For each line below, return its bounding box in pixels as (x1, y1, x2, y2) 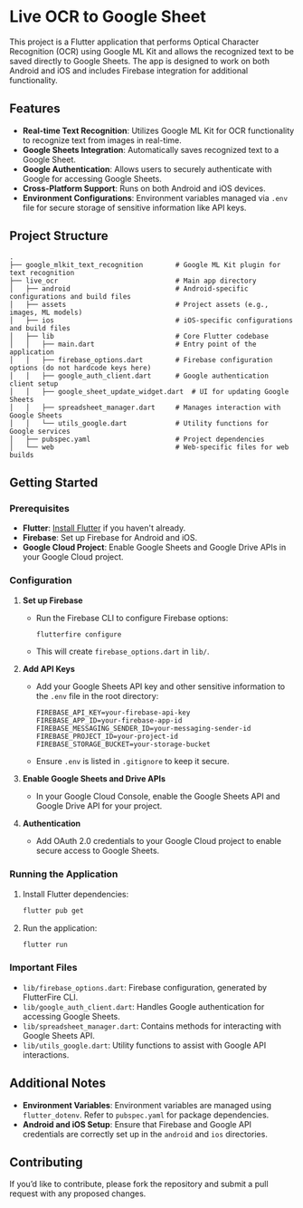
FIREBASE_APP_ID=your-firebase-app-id (35, 716, 183, 725)
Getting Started (9, 475, 99, 490)
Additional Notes (9, 1076, 107, 1091)
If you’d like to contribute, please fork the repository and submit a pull (9, 1179, 269, 1190)
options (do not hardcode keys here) (9, 363, 152, 372)
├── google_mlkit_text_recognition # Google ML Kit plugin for (9, 260, 281, 269)
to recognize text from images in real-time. (22, 134, 183, 146)
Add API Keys (22, 664, 75, 675)
